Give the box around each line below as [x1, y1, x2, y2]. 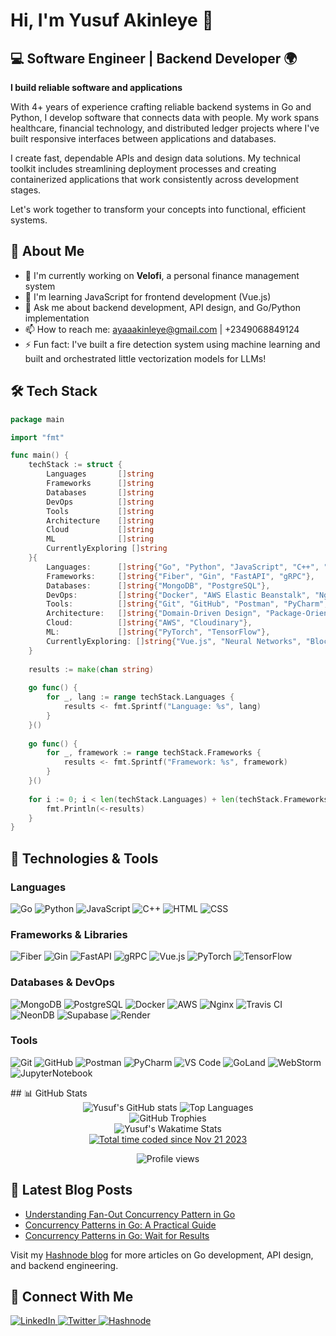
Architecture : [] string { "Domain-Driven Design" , [46, 609, 262, 619]
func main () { [10, 450, 70, 461]
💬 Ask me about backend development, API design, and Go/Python [24, 301, 301, 313]
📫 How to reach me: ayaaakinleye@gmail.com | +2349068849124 [24, 323, 300, 335]
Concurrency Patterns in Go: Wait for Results [24, 1229, 210, 1241]
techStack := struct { [28, 460, 123, 470]
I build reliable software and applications [10, 82, 183, 93]
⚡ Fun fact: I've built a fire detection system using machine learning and [24, 338, 321, 350]
